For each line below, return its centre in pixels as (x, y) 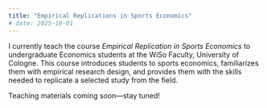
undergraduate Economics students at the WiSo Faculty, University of (124, 54)
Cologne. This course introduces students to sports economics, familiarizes (133, 63)
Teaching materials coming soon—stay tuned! (84, 95)
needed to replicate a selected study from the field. (93, 80)
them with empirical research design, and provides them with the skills (125, 71)
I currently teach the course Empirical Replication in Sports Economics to (129, 46)
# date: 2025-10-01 (41, 23)
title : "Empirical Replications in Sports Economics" (101, 16)
